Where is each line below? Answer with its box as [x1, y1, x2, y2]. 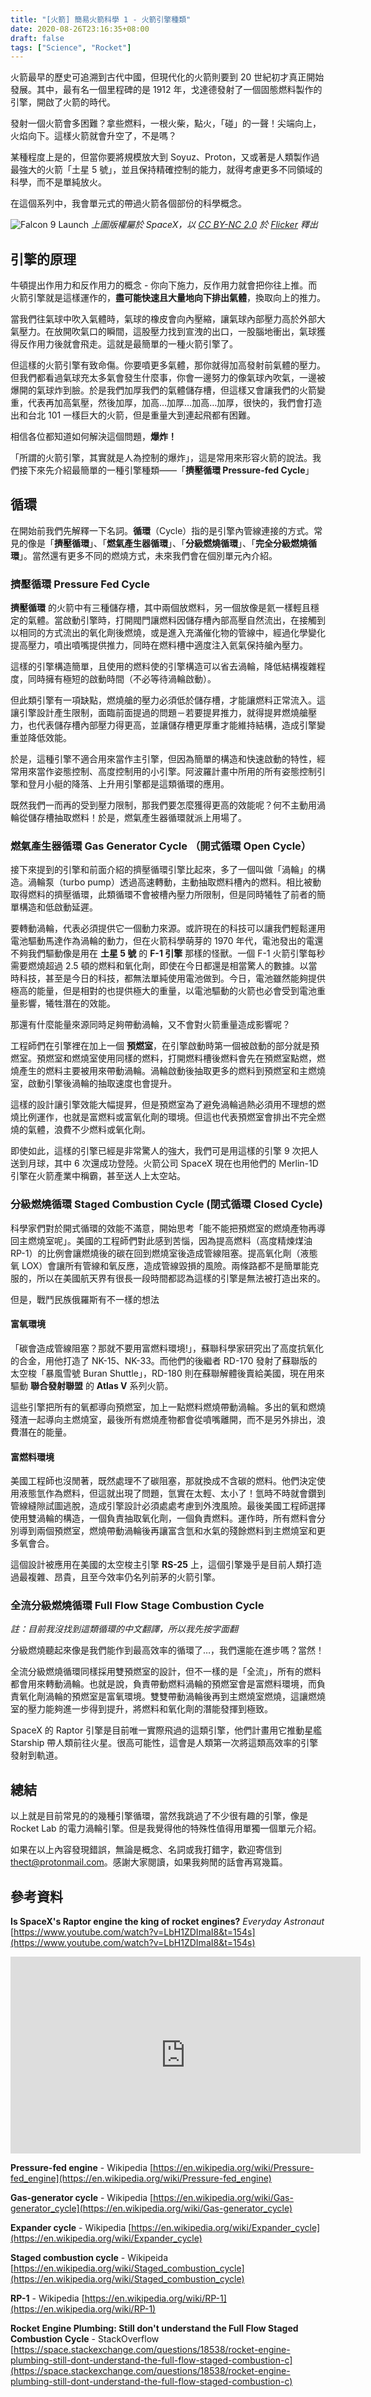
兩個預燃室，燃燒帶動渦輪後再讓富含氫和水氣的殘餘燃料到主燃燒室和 [36, 1525, 317, 1537]
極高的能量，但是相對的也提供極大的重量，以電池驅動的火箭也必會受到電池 [10, 985, 317, 997]
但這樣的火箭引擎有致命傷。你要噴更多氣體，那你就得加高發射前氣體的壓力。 [10, 359, 326, 371]
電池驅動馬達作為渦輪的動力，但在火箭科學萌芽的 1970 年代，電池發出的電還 [10, 935, 324, 947]
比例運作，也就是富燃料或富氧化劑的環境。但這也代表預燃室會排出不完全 [18, 1111, 317, 1123]
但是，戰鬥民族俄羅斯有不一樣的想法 [10, 1293, 160, 1305]
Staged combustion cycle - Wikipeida [10, 2252, 169, 2264]
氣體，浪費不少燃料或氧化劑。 [27, 1124, 151, 1136]
